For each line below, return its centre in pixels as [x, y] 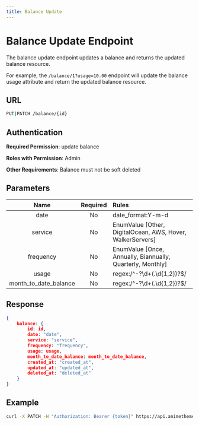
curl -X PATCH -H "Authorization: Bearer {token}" [70, 416]
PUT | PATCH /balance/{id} [37, 114]
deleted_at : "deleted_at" [60, 373]
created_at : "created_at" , [61, 362]
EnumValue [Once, [138, 249]
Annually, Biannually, [141, 256]
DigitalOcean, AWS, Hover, [150, 232]
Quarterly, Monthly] [140, 264]
